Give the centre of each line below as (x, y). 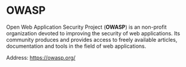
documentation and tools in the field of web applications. (76, 46)
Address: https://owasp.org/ (41, 57)
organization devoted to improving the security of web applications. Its (93, 33)
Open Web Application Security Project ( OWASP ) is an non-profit (86, 27)
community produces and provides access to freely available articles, (92, 39)
